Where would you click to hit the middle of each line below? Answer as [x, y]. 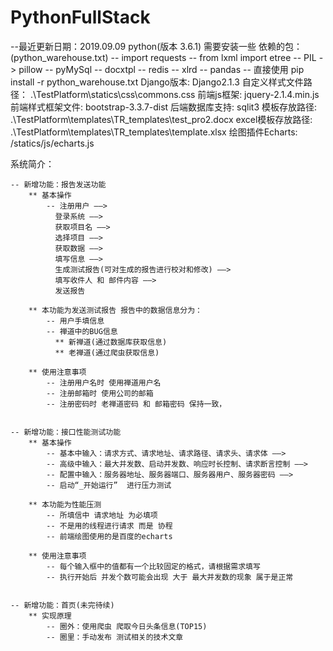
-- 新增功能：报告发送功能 [58, 184]
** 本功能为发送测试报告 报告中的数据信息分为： [115, 310]
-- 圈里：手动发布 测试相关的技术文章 [115, 637]
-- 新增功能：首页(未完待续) [62, 605]
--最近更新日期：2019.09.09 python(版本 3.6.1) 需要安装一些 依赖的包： [156, 46]
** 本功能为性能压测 [65, 504]
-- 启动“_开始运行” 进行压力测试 [109, 485]
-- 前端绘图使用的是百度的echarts [109, 536]
